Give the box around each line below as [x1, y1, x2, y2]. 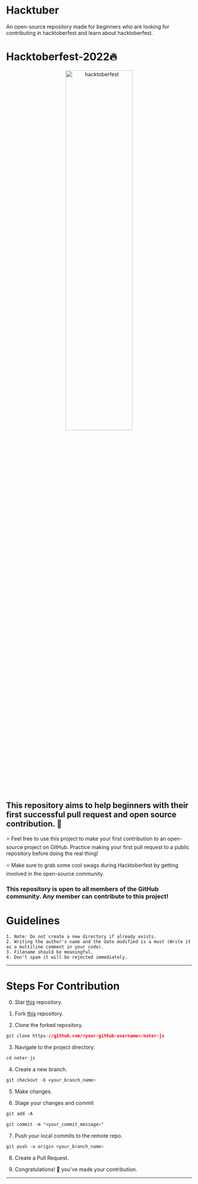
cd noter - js [6, 1055, 35, 1061]
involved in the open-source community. [6, 870, 104, 877]
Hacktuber [6, 4, 60, 17]
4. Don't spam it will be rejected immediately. [6, 954, 128, 960]
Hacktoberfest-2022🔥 [6, 50, 117, 64]
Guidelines [6, 914, 60, 927]
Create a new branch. [14, 1066, 68, 1073]
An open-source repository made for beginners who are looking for [6, 23, 170, 30]
